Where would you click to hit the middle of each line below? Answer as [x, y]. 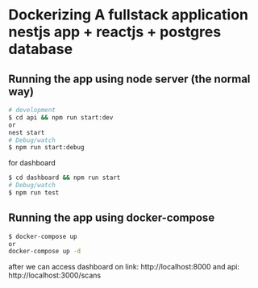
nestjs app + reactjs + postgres [115, 32]
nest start [27, 132]
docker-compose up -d [45, 252]
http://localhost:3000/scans [55, 275]
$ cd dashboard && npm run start [64, 178]
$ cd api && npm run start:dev [61, 117]
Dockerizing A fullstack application [128, 15]
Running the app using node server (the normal [129, 79]
